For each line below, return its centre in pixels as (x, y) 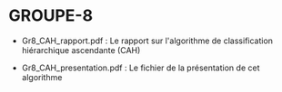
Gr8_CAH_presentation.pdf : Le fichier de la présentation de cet (141, 68)
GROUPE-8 (50, 16)
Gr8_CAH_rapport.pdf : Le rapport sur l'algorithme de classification (147, 41)
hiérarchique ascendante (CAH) (81, 50)
